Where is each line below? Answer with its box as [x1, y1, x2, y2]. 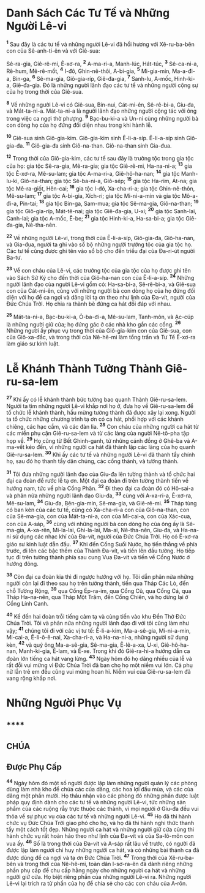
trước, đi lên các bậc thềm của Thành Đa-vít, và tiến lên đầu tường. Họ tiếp [6, 547, 195, 554]
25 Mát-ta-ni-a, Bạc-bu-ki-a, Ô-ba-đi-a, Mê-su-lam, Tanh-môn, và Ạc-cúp [6, 312, 194, 320]
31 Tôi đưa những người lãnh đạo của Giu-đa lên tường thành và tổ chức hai [6, 469, 195, 478]
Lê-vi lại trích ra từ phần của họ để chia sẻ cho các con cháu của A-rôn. [6, 880, 188, 887]
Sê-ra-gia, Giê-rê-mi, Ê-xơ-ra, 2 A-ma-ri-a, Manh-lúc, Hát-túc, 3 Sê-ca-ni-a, [6, 59, 199, 67]
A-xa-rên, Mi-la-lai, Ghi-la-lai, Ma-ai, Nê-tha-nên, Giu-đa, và [27, 527, 179, 534]
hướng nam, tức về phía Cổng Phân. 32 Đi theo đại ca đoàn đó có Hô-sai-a [6, 483, 194, 492]
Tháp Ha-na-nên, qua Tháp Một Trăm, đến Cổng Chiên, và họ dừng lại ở [6, 593, 188, 601]
